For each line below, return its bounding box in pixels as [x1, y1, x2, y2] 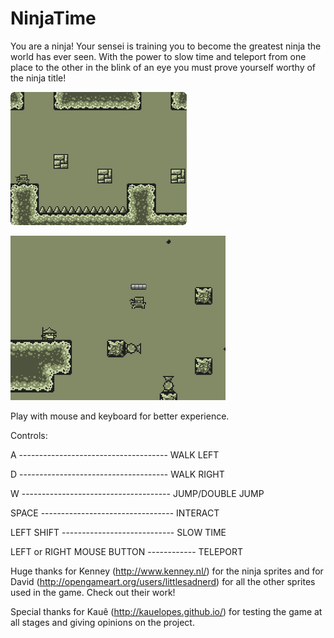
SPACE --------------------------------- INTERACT [10, 507, 220, 519]
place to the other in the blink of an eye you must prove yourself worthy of [10, 61, 317, 73]
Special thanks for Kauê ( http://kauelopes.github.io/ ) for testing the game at [10, 605, 323, 617]
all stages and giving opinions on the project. [10, 616, 195, 628]
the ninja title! [10, 72, 67, 84]
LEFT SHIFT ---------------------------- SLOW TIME [10, 526, 227, 538]
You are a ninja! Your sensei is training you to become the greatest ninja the [10, 40, 322, 52]
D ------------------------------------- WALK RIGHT [10, 468, 225, 480]
